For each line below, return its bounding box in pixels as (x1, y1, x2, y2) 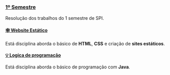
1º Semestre (5, 4, 36, 11)
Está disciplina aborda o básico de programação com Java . (5, 64, 130, 70)
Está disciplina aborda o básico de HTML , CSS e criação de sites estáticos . (5, 40, 165, 46)
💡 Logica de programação (5, 52, 61, 58)
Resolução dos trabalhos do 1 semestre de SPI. (5, 15, 104, 21)
